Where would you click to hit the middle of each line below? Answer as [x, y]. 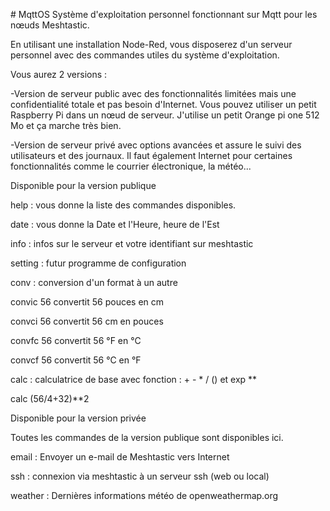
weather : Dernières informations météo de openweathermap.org [144, 495]
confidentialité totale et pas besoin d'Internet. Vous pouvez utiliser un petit [163, 104]
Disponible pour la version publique [83, 185]
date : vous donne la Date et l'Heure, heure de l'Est [115, 224]
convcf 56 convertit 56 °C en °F [76, 360]
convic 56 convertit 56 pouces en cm [87, 302]
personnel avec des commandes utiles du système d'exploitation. [145, 55]
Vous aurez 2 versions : [59, 74]
